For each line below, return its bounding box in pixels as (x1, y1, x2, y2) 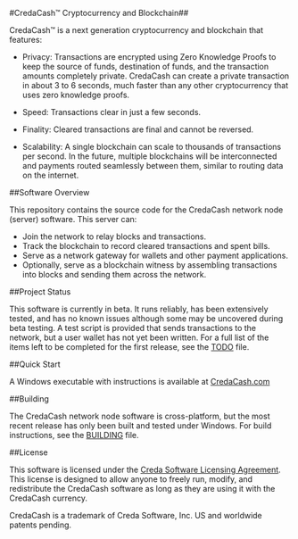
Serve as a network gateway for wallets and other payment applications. (21, 250, 288, 261)
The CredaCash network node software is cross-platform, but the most (9, 410, 270, 421)
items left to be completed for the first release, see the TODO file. (9, 342, 250, 352)
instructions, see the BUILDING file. (9, 430, 140, 440)
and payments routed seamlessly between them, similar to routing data (21, 161, 284, 170)
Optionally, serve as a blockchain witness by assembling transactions (21, 260, 277, 270)
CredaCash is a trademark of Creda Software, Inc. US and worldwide (9, 510, 263, 520)
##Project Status (9, 286, 71, 297)
